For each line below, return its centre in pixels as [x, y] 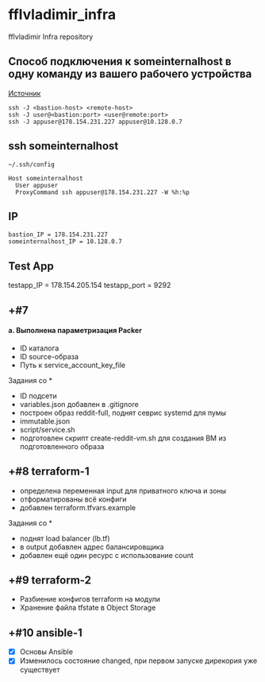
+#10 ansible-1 [46, 632]
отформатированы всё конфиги [73, 499]
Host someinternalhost [46, 178]
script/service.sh [47, 429]
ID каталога [39, 348]
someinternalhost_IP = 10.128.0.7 [65, 242]
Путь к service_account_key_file [72, 365]
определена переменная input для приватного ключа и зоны [123, 490]
